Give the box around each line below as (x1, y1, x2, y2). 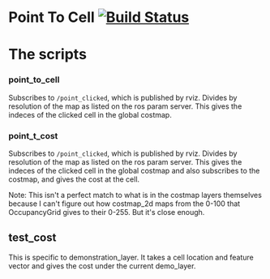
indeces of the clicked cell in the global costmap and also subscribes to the (8, 165, 260, 175)
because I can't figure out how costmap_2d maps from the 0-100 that (8, 199, 241, 208)
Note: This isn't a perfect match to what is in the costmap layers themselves (8, 190, 262, 200)
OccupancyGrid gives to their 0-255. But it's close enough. (8, 207, 205, 217)
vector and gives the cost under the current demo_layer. (8, 260, 196, 271)
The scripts (8, 45, 88, 64)
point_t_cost (8, 130, 58, 141)
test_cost (8, 231, 57, 245)
